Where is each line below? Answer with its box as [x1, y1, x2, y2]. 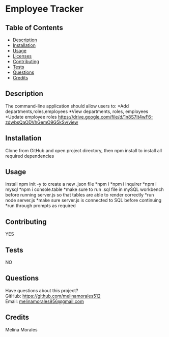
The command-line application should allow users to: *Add [5, 103, 129, 109]
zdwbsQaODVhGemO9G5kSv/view [5, 119, 78, 125]
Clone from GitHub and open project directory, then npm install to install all [5, 147, 162, 153]
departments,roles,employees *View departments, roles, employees [5, 108, 149, 115]
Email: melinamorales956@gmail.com [5, 298, 84, 304]
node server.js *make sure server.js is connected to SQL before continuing [5, 197, 162, 204]
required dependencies [5, 153, 54, 159]
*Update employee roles [5, 114, 57, 120]
